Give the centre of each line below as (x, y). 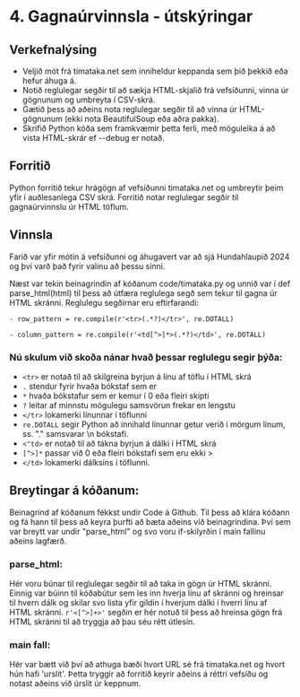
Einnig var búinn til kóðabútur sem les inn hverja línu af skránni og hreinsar (146, 593)
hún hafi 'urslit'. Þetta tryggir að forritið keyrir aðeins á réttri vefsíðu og (139, 674)
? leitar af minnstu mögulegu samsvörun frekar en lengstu (129, 405)
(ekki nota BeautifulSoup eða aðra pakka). (141, 119)
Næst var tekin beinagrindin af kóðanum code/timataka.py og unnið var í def (150, 283)
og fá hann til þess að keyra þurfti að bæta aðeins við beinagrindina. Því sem (150, 521)
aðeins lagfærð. (38, 541)
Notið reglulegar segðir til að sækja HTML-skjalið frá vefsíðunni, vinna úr (155, 90)
